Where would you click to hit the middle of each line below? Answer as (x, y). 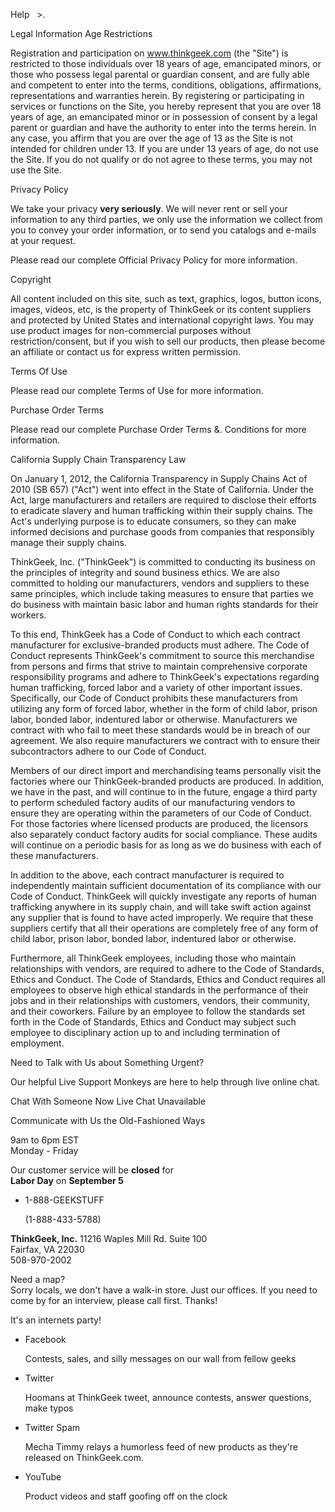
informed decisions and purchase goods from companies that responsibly (162, 532)
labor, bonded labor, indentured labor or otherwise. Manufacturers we (154, 719)
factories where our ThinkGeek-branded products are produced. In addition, (167, 781)
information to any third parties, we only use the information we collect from (166, 219)
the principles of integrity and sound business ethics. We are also (145, 572)
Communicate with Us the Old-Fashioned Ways (108, 1120)
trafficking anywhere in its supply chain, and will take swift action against (161, 907)
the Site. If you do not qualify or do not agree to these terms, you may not (161, 159)
